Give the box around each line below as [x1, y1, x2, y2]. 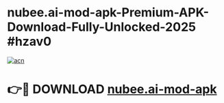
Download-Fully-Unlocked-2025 [7, 19, 197, 35]
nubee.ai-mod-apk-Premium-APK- [7, 5, 210, 20]
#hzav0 [7, 34, 52, 49]
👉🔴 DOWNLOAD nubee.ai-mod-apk [7, 82, 217, 97]
